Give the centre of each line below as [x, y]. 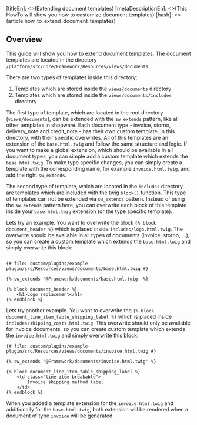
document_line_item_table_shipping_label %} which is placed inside [89, 316]
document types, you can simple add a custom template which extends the [97, 156]
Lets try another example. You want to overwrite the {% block [80, 310]
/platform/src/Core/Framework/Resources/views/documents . [78, 66]
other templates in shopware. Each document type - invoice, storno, [89, 125]
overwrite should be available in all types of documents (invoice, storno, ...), [98, 235]
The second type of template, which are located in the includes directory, [95, 186]
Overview [24, 40]
